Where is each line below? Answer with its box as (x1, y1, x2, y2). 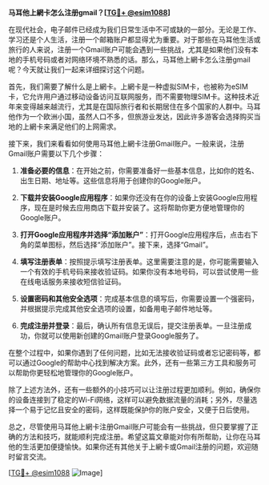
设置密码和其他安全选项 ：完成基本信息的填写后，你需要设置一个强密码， (19, 294, 259, 303)
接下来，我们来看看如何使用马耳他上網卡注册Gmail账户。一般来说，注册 (8, 139, 245, 148)
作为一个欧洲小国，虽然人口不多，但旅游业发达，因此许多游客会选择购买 (14, 112, 254, 121)
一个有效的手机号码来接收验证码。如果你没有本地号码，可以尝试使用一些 (19, 267, 259, 276)
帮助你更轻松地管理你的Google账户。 (14, 368, 138, 377)
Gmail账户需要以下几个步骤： (8, 149, 105, 158)
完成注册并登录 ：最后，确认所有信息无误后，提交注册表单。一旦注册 (19, 321, 245, 331)
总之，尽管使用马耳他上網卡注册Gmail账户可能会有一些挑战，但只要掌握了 (8, 422, 252, 431)
